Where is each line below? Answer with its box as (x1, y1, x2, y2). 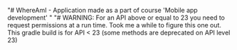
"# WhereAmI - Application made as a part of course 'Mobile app (7, 6, 198, 14)
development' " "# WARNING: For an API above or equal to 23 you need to (7, 13, 226, 22)
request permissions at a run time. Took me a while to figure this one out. (7, 21, 222, 29)
